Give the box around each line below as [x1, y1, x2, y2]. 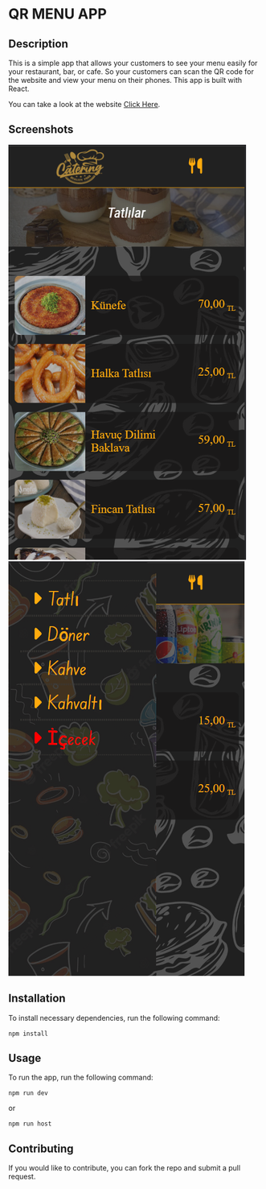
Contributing [8, 1142, 74, 1155]
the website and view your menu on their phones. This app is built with [8, 76, 243, 85]
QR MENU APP [8, 5, 107, 23]
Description [8, 37, 68, 51]
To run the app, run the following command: [8, 1072, 154, 1083]
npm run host [8, 1120, 52, 1128]
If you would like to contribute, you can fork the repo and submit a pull [8, 1163, 241, 1173]
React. [8, 84, 30, 93]
